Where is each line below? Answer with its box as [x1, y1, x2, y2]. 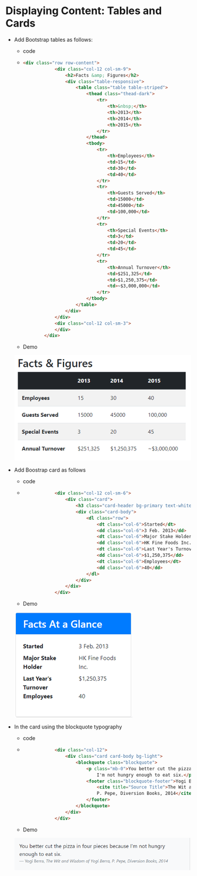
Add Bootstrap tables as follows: [14, 36, 93, 43]
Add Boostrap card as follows [14, 466, 86, 474]
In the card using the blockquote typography [14, 723, 122, 730]
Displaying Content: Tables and [5, 4, 162, 18]
